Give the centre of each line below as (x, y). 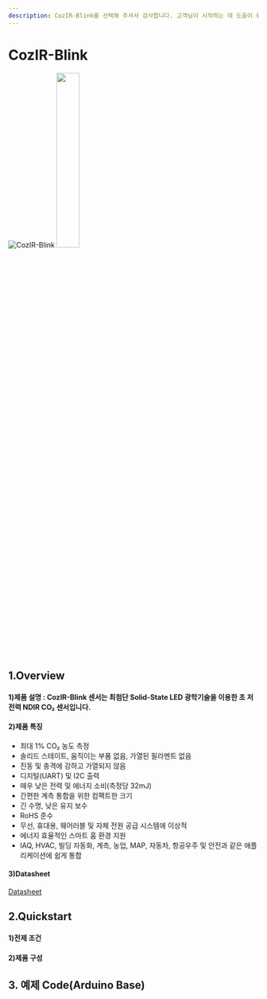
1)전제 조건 (25, 938)
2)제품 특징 (25, 727)
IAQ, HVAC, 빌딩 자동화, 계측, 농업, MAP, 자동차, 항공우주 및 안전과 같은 (131, 845)
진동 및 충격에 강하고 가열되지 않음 (73, 766)
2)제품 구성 (25, 958)
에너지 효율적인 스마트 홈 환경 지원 (73, 835)
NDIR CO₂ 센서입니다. (57, 707)
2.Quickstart (40, 917)
